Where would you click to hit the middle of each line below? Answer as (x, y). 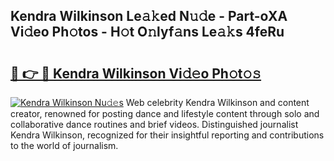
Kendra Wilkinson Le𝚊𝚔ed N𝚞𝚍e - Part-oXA (149, 16)
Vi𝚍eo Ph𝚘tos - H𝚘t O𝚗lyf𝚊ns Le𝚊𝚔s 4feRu (147, 32)
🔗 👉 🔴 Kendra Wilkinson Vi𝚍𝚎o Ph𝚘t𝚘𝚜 (136, 73)
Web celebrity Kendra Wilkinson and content (217, 102)
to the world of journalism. (64, 145)
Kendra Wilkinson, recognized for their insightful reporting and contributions (167, 135)
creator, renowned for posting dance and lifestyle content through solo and (165, 113)
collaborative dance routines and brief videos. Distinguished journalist (154, 124)
